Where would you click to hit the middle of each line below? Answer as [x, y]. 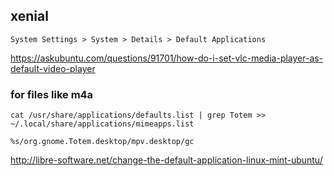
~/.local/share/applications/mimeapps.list [102, 124]
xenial [29, 16]
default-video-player [53, 68]
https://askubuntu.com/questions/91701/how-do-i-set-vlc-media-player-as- [167, 58]
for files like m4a [52, 94]
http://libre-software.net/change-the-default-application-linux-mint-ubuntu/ [166, 160]
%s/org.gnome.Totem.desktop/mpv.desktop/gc [102, 142]
